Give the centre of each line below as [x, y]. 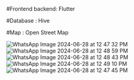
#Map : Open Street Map [38, 32]
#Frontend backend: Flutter [41, 9]
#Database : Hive [28, 20]
